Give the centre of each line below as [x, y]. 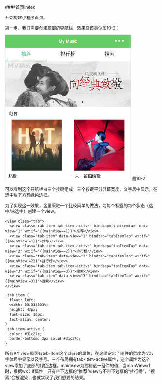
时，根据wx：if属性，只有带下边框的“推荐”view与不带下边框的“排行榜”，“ [78, 371]
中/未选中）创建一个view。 [32, 211]
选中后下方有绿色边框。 [28, 195]
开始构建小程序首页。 [26, 17]
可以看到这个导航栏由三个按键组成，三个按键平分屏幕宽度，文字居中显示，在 [81, 189]
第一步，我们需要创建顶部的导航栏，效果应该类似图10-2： [62, 28]
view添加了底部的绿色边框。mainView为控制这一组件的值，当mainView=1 [78, 365]
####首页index [20, 7]
